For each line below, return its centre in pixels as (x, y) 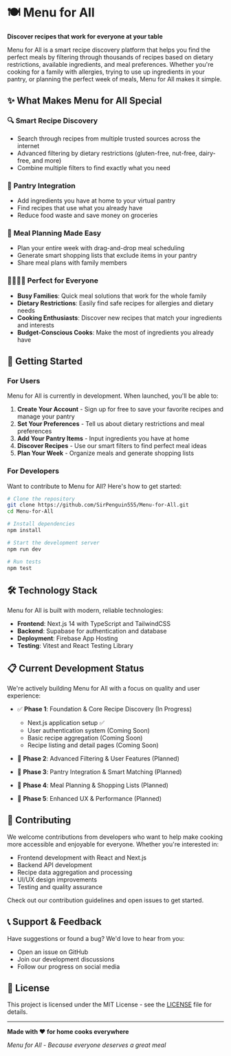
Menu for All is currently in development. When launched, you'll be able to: (113, 396)
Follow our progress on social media (68, 966)
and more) (47, 160)
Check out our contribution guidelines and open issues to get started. (106, 900)
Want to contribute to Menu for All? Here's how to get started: (95, 486)
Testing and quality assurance (60, 886)
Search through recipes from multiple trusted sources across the (109, 139)
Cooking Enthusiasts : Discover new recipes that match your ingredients (119, 318)
